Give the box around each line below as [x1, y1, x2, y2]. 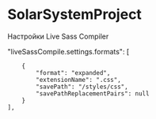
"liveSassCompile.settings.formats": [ [7, 46, 130, 56]
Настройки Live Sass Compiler [7, 32, 109, 41]
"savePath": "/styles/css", [36, 83, 128, 91]
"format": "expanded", [36, 69, 111, 76]
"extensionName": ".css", [36, 76, 122, 84]
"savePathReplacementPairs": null [36, 89, 150, 98]
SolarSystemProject [7, 6, 142, 24]
